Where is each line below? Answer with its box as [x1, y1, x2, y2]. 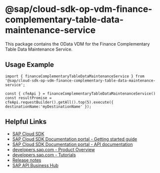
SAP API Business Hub [12, 162, 59, 168]
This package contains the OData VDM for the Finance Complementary [5, 41, 150, 47]
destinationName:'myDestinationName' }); [5, 104, 92, 109]
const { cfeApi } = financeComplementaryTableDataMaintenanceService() [5, 91, 156, 96]
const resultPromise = [5, 95, 52, 100]
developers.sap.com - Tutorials [12, 152, 76, 158]
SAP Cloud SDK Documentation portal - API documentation [12, 141, 133, 147]
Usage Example [5, 60, 54, 69]
